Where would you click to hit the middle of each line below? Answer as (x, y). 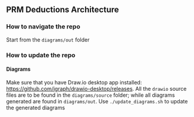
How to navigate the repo (43, 27)
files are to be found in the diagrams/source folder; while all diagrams (91, 95)
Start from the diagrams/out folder (48, 39)
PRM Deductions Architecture (62, 10)
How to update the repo (41, 55)
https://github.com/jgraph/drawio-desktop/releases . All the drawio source (96, 88)
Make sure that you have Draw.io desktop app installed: (74, 82)
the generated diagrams (36, 107)
